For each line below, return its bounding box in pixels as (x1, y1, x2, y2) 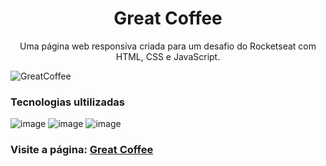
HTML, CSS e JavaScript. (115, 50, 221, 62)
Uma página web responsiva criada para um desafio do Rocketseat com (19, 40, 317, 52)
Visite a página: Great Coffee (10, 143, 154, 157)
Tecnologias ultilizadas (10, 95, 125, 109)
